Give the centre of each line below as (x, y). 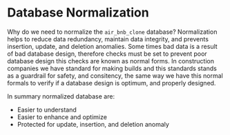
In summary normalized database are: (61, 96)
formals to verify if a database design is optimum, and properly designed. (112, 83)
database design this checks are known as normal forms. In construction (111, 61)
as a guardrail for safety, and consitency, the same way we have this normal (115, 75)
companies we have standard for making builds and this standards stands (112, 68)
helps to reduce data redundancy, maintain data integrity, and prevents (108, 39)
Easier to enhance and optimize (62, 117)
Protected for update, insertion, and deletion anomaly (93, 124)
